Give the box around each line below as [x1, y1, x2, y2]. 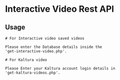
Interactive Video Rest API [5, 3, 114, 15]
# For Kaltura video [5, 57, 48, 62]
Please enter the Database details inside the [5, 45, 102, 50]
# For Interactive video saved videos [5, 36, 85, 41]
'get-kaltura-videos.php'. [5, 70, 60, 75]
